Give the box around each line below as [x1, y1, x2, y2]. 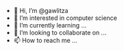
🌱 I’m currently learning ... [13, 21, 87, 29]
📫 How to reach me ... [13, 37, 77, 44]
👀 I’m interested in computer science [13, 14, 118, 22]
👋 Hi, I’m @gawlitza [13, 7, 69, 14]
